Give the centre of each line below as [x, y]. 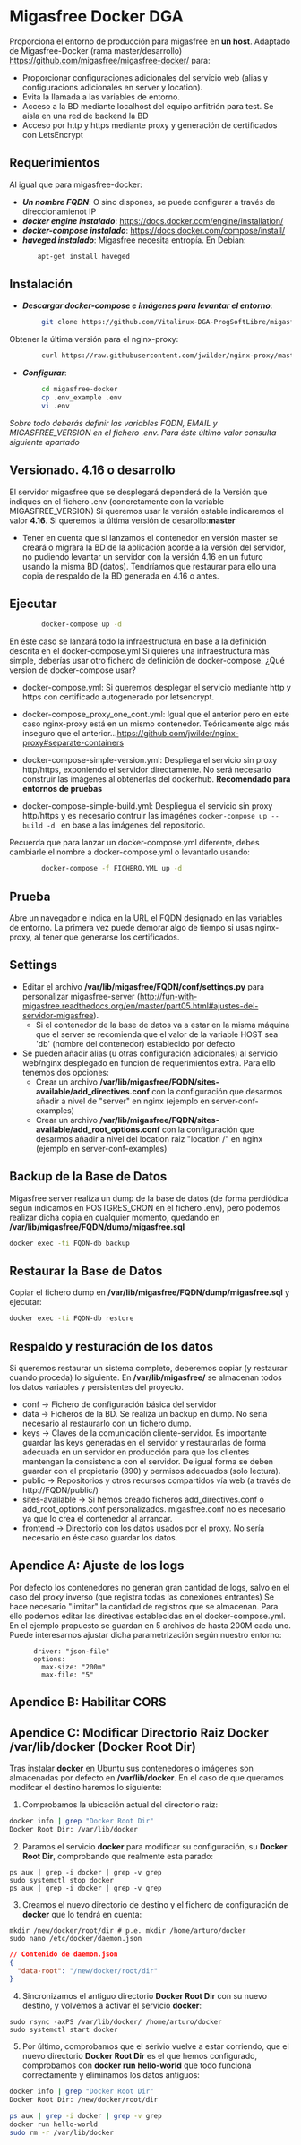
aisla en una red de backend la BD [86, 116]
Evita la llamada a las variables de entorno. [101, 97]
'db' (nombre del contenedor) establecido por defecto [135, 1043]
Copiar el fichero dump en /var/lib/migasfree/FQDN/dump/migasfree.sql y [150, 1292]
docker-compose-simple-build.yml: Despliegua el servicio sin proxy [147, 806]
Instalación [41, 284]
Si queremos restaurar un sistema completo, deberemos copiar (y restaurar [148, 1368]
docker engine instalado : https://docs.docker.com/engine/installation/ [153, 220]
